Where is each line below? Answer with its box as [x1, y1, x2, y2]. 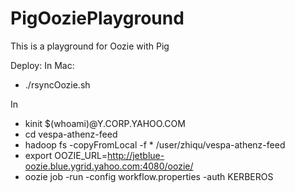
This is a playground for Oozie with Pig [10, 40, 170, 52]
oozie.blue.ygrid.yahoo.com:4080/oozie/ [24, 160, 194, 172]
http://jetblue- [107, 149, 165, 161]
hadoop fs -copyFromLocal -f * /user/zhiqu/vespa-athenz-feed [24, 138, 286, 151]
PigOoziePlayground [10, 7, 185, 30]
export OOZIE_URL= [24, 149, 108, 161]
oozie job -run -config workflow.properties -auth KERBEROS [24, 170, 274, 182]
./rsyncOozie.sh [24, 78, 91, 91]
